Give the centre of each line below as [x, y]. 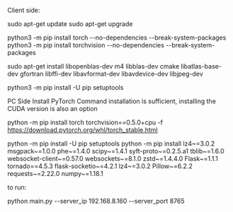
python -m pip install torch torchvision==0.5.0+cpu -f [85, 122]
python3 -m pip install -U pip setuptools [66, 87]
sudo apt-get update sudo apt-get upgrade [70, 24]
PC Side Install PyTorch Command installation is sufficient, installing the [112, 101]
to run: [17, 187]
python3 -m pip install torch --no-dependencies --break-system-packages [117, 37]
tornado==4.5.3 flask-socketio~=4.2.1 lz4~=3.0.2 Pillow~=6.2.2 [100, 166]
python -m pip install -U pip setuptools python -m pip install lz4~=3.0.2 [111, 143]
